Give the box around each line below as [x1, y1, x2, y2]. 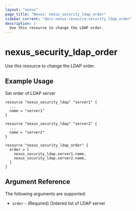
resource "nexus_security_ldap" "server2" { [5, 121, 97, 126]
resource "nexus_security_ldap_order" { [5, 143, 89, 148]
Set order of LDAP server [5, 90, 56, 96]
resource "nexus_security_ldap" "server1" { [5, 99, 97, 105]
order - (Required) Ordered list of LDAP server [12, 200, 106, 206]
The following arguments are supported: [5, 190, 87, 197]
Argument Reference [5, 178, 70, 186]
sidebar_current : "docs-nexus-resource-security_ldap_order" [5, 16, 133, 21]
